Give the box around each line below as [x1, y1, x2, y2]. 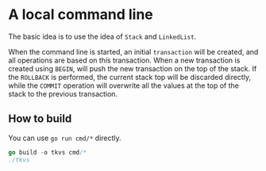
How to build [8, 112, 72, 126]
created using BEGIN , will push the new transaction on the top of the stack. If [8, 63, 257, 73]
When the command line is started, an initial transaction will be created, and [8, 47, 259, 56]
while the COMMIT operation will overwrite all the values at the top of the [8, 81, 240, 90]
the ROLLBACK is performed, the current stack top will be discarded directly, [8, 72, 252, 82]
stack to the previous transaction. [8, 89, 118, 98]
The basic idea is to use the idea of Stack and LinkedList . [8, 32, 197, 41]
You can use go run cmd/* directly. [8, 133, 121, 142]
